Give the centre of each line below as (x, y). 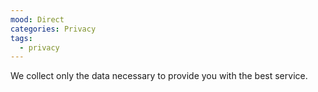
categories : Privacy (53, 29)
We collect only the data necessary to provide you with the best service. (159, 76)
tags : (21, 38)
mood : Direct (37, 19)
